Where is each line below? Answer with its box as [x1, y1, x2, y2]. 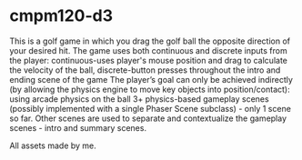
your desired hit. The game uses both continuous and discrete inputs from [9, 45, 288, 55]
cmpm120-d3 [9, 5, 114, 26]
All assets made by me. [9, 140, 97, 151]
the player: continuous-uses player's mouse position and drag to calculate [9, 55, 288, 65]
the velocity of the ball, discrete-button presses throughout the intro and [9, 65, 281, 75]
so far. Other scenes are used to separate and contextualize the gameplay [9, 113, 287, 124]
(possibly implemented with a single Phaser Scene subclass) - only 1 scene [9, 103, 291, 114]
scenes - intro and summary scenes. [9, 122, 147, 133]
